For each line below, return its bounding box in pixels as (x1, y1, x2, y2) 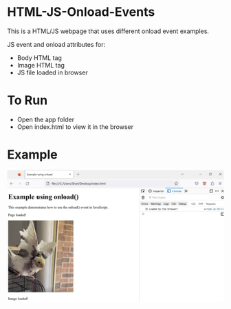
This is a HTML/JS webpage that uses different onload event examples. (7, 27, 210, 35)
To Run (7, 92, 48, 108)
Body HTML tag (16, 53, 62, 62)
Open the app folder (16, 115, 74, 123)
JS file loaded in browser (16, 68, 88, 77)
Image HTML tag (16, 61, 65, 69)
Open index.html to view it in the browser (16, 122, 134, 131)
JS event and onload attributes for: (7, 40, 106, 48)
